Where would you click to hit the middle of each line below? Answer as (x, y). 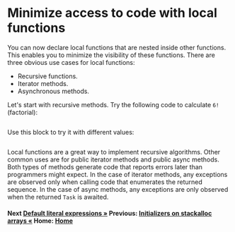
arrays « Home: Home (40, 221)
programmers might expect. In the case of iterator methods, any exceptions (117, 174)
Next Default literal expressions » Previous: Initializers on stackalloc (110, 213)
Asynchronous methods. (53, 91)
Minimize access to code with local (113, 13)
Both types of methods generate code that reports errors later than (105, 166)
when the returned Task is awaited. (58, 197)
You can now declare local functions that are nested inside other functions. (117, 47)
